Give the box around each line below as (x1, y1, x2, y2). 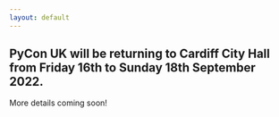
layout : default (9, 13, 70, 22)
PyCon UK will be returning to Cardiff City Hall (9, 46, 270, 62)
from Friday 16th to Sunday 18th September (9, 60, 257, 76)
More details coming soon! (9, 97, 107, 108)
